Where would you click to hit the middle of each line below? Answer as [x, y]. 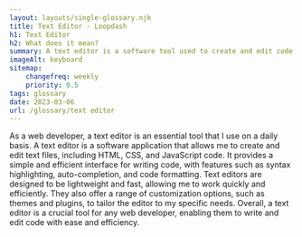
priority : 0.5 [52, 85]
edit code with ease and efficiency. [75, 223]
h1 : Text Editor [40, 34]
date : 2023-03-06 [42, 102]
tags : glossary [38, 93]
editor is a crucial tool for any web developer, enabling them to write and [144, 213]
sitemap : [26, 69]
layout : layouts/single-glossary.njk [80, 18]
